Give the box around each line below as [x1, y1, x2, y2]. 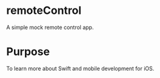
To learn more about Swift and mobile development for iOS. [6, 65, 155, 72]
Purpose [6, 45, 50, 59]
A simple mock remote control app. [6, 24, 94, 31]
